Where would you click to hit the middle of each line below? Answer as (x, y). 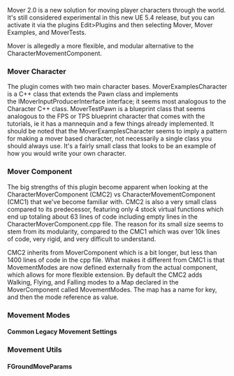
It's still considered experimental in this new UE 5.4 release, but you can (111, 17)
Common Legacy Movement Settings (62, 332)
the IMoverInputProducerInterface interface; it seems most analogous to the (117, 101)
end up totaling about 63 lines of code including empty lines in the (102, 217)
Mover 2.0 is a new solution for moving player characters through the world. (117, 10)
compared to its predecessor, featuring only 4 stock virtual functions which (116, 209)
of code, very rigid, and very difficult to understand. (82, 239)
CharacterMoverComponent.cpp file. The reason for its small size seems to (115, 224)
